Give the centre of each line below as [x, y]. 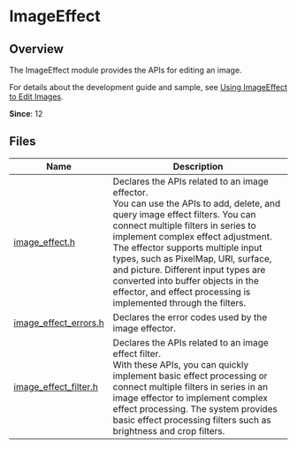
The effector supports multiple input [187, 247]
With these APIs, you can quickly [181, 364]
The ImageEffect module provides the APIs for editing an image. [126, 70]
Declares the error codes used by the [190, 317]
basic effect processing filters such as [192, 420]
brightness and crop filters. [169, 430]
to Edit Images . [36, 96]
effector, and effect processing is [182, 292]
